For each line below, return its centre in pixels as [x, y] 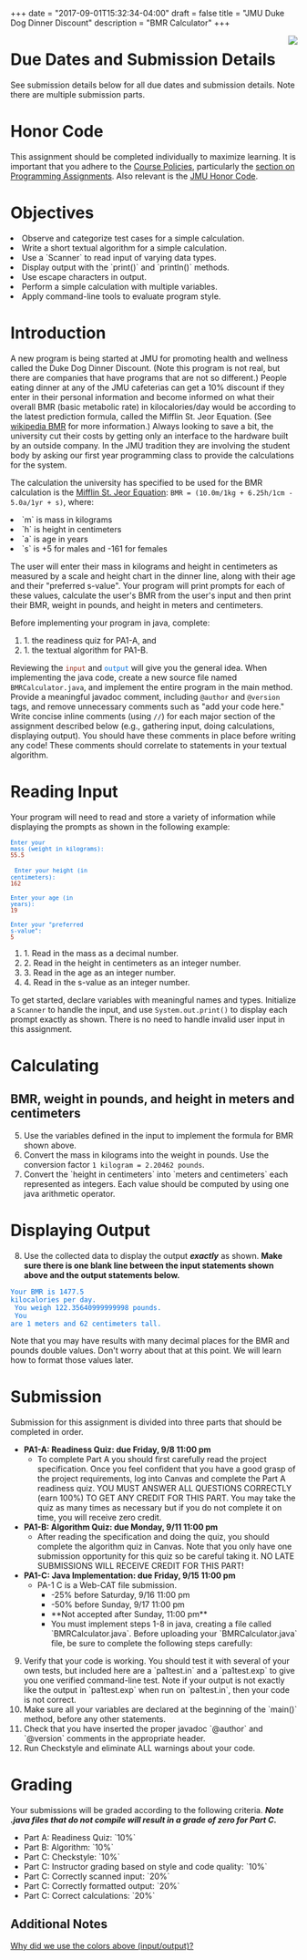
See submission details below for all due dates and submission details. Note [153, 85]
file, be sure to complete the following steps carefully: [152, 1643]
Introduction [58, 333]
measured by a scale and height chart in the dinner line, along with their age [153, 576]
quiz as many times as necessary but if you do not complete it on [159, 1507]
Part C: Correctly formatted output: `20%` [102, 1885]
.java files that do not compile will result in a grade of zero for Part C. [143, 1820]
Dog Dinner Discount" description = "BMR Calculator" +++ [120, 23]
